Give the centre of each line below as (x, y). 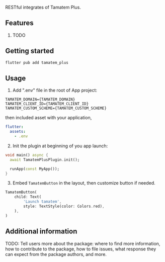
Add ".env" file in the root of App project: (55, 91)
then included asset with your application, (49, 118)
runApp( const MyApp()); (34, 169)
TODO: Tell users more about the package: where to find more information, (83, 243)
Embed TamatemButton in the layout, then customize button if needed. (84, 183)
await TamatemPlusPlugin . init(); (45, 160)
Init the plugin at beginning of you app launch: (60, 146)
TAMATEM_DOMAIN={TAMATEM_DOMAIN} (40, 100)
